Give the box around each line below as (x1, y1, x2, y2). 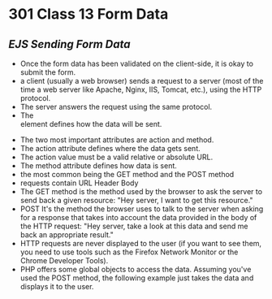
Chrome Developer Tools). (19, 256, 109, 265)
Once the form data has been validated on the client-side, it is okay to (19, 58, 254, 68)
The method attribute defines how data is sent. (19, 161, 177, 171)
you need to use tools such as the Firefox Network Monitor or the (19, 247, 239, 257)
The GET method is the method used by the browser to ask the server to (19, 187, 262, 196)
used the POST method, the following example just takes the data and (19, 273, 254, 283)
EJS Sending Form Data (8, 37, 131, 51)
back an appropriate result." (19, 230, 114, 240)
